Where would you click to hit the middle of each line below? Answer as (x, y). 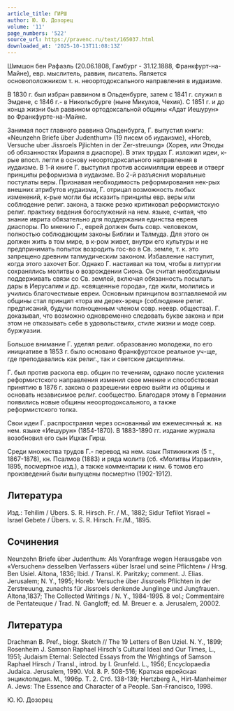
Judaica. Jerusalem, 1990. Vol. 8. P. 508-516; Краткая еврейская (102, 672)
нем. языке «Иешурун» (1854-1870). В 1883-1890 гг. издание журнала (111, 431)
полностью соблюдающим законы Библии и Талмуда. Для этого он (108, 234)
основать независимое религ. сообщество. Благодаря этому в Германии (117, 395)
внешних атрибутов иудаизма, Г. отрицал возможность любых (101, 190)
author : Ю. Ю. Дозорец (40, 20)
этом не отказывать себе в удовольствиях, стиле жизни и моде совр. (112, 323)
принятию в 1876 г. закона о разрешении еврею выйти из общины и (109, 387)
